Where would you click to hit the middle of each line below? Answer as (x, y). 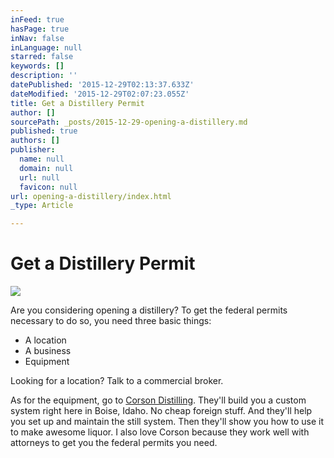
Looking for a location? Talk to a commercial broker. (117, 381)
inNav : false (37, 38)
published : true (44, 131)
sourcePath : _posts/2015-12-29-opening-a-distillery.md (129, 122)
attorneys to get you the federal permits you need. (114, 443)
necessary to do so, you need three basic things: (111, 321)
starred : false (42, 57)
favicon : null (48, 187)
